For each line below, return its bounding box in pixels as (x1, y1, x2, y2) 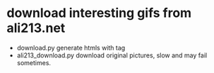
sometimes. (16, 58, 51, 67)
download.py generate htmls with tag (16, 43, 126, 52)
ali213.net (6, 20, 66, 36)
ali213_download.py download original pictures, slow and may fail (16, 51, 208, 60)
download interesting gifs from (6, 5, 192, 21)
